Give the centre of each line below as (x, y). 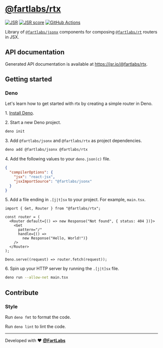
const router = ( (23, 217)
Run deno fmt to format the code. (38, 317)
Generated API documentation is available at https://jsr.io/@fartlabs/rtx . (76, 64)
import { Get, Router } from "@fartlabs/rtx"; (53, 209)
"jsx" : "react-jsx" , (34, 177)
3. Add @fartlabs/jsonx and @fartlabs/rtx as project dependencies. (73, 141)
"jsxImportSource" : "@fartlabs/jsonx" (53, 181)
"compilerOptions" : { (31, 173)
